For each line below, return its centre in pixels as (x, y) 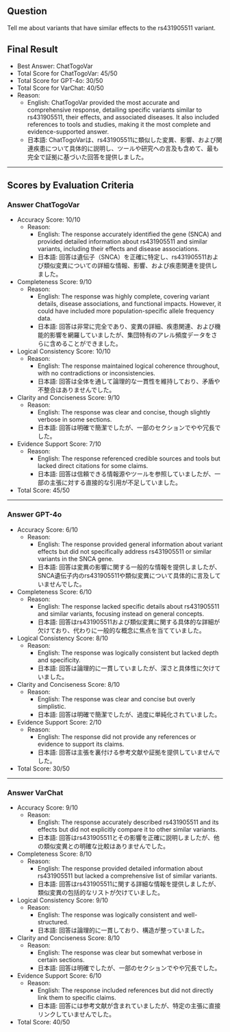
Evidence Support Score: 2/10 (59, 722)
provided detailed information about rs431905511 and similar (123, 242)
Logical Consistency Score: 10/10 (64, 351)
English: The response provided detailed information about (120, 868)
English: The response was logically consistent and (110, 915)
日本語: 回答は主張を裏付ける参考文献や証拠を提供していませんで (129, 752)
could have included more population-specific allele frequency (126, 311)
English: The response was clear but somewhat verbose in (120, 952)
